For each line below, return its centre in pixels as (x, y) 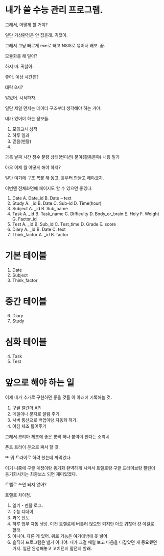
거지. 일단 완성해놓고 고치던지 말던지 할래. (52, 548)
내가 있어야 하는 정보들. (27, 118)
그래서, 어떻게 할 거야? (26, 25)
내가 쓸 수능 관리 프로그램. (54, 10)
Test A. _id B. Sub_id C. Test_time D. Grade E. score (64, 224)
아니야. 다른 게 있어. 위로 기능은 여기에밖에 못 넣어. (60, 536)
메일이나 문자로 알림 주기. (36, 414)
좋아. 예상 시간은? (22, 77)
